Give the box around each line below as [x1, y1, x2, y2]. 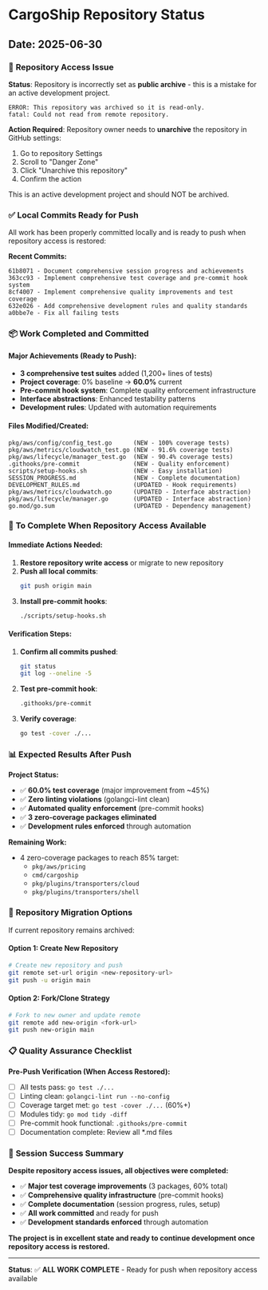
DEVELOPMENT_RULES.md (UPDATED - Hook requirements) [8, 481, 238, 489]
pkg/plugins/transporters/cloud [31, 880, 140, 889]
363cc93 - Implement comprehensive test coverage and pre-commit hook [8, 274, 248, 282]
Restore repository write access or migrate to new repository [19, 557, 224, 567]
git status [19, 662, 57, 670]
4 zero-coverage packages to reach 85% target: [19, 853, 179, 863]
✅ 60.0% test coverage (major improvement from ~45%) [19, 785, 210, 795]
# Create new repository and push [8, 961, 124, 969]
